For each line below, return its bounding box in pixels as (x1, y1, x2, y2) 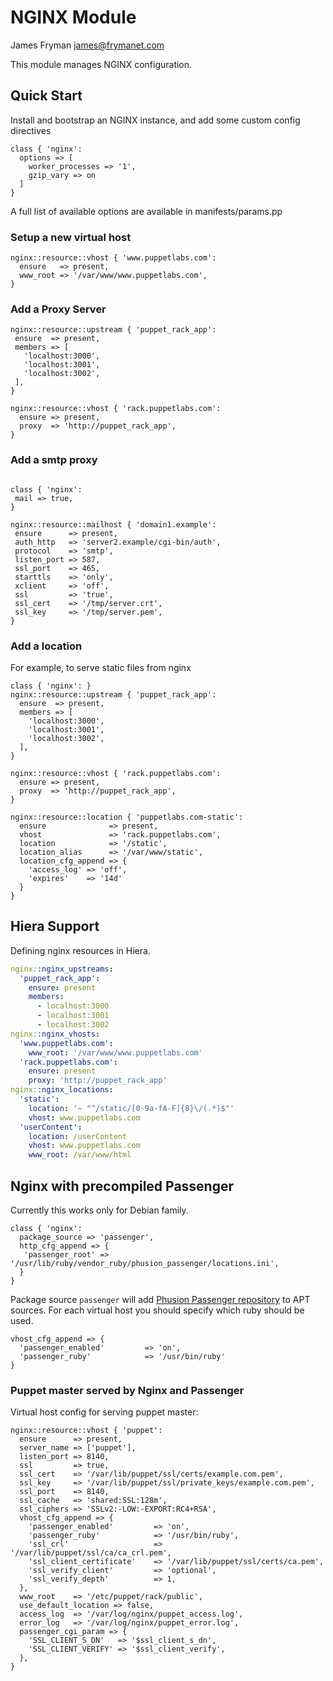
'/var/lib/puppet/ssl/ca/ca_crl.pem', (10, 1548, 172, 1558)
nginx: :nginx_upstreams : (10, 964, 114, 974)
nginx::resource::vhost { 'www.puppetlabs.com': (10, 253, 217, 263)
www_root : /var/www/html (28, 1150, 132, 1160)
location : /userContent (28, 1131, 128, 1141)
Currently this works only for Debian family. (10, 1204, 189, 1216)
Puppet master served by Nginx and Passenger (10, 1383, 245, 1397)
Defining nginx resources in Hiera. (10, 944, 151, 956)
